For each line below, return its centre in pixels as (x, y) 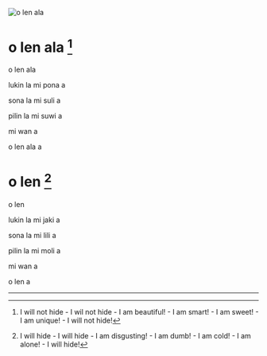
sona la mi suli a (35, 100)
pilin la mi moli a (35, 250)
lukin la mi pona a (37, 85)
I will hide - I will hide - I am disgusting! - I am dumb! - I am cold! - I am (135, 335)
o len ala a (25, 147)
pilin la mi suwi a (35, 116)
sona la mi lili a (32, 235)
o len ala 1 (41, 46)
